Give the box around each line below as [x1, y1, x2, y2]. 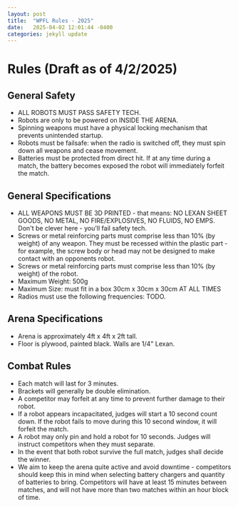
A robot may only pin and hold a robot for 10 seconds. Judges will [17, 432, 211, 441]
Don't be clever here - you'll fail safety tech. [17, 224, 148, 233]
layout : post [7, 10, 46, 18]
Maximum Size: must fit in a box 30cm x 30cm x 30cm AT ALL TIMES [17, 285, 222, 293]
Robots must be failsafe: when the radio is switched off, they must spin [17, 139, 226, 147]
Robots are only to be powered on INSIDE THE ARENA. [17, 116, 179, 125]
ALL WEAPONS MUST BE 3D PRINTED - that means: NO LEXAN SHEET [17, 209, 228, 218]
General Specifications [7, 190, 112, 202]
